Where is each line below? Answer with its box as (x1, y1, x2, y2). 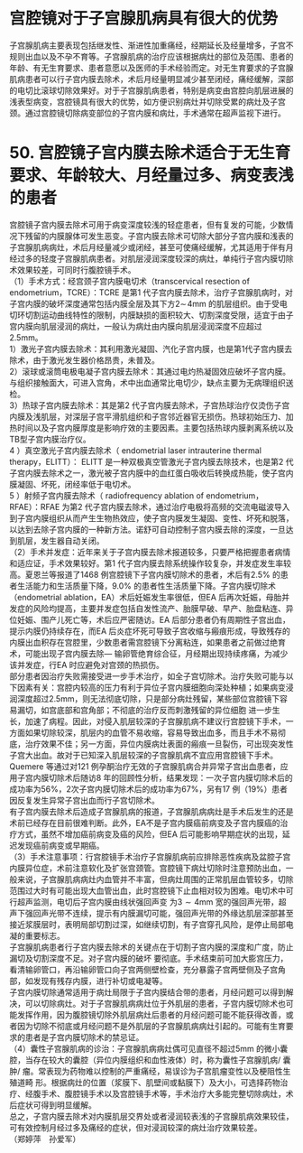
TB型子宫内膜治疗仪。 (9, 433, 92, 444)
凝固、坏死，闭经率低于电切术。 (16, 479, 136, 489)
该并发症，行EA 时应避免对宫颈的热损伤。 (9, 659, 165, 670)
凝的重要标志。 (9, 930, 65, 941)
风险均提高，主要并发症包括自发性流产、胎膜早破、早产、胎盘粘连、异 (32, 602, 294, 614)
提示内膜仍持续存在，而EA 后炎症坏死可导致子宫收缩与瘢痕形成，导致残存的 (9, 625, 291, 637)
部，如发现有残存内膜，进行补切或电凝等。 (9, 975, 168, 986)
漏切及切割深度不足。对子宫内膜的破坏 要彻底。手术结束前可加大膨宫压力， (9, 953, 289, 963)
